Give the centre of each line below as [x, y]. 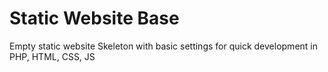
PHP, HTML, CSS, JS [52, 56]
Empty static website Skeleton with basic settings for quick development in [163, 46]
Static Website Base [94, 18]
